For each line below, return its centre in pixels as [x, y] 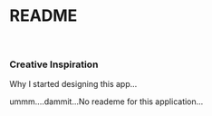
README [43, 16]
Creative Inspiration [54, 64]
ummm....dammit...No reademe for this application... [106, 101]
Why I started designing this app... [73, 84]
